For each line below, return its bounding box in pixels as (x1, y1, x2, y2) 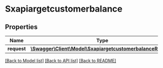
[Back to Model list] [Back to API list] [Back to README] (5, 58, 116, 64)
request (7, 45, 26, 52)
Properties (5, 23, 38, 31)
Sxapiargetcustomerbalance (5, 3, 123, 15)
